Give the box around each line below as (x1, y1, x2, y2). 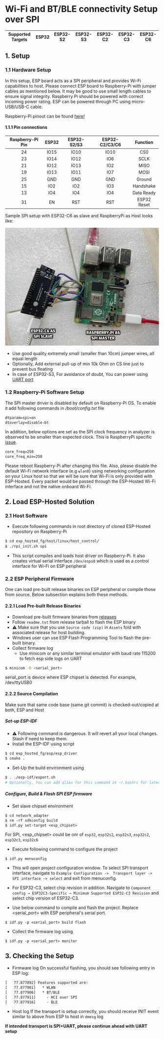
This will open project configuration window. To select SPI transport (12, 865, 148, 871)
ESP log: (12, 970, 29, 976)
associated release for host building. (12, 629, 85, 635)
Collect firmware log (12, 645, 54, 651)
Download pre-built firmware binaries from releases (12, 614, 117, 620)
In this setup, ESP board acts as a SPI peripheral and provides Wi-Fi (5, 77, 142, 84)
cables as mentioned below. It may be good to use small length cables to (5, 88, 151, 94)
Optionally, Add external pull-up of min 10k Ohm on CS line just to (12, 361, 144, 367)
